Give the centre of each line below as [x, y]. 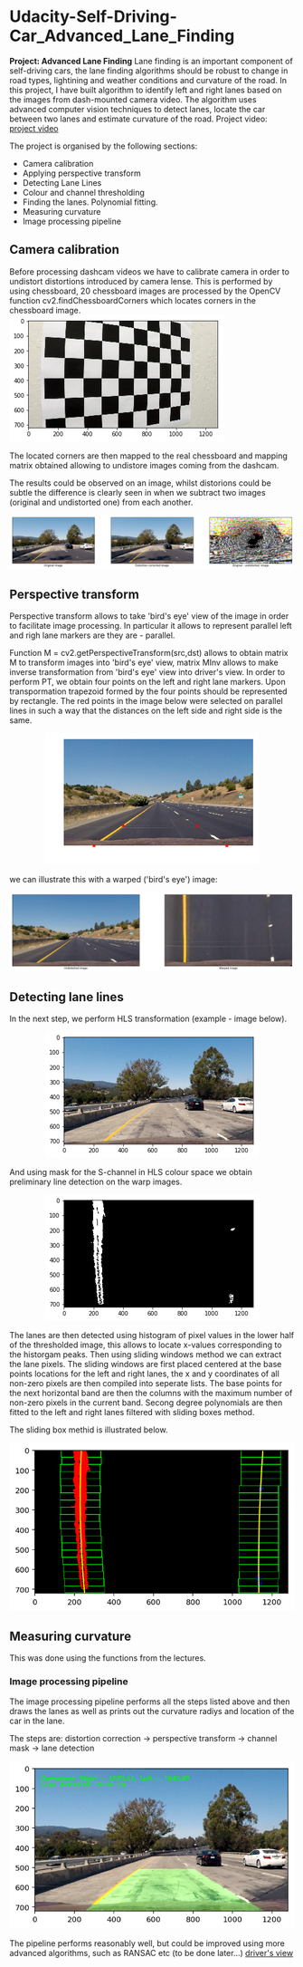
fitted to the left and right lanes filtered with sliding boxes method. [132, 1413]
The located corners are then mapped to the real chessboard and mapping [148, 456]
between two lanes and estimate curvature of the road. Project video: [139, 119]
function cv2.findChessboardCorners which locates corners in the [133, 300]
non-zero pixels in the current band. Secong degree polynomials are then [146, 1403]
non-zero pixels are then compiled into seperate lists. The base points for [146, 1384]
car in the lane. [37, 1721]
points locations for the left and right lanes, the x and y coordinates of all [145, 1374]
